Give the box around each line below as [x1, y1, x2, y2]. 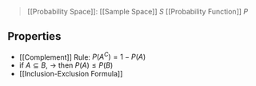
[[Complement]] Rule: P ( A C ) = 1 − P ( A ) [18, 51, 146, 62]
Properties [7, 29, 62, 43]
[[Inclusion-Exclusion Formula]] [18, 69, 123, 79]
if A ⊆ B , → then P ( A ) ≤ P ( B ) [18, 61, 114, 70]
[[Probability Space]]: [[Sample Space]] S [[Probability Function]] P [26, 7, 249, 16]
